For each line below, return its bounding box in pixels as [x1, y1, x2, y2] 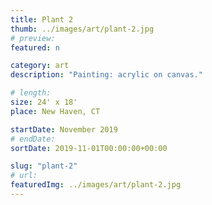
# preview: [10, 33, 56, 43]
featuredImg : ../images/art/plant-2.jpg [10, 180, 182, 190]
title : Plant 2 [10, 14, 74, 25]
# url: [10, 171, 38, 181]
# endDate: [10, 134, 56, 144]
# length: [10, 88, 52, 98]
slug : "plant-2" [10, 161, 78, 171]
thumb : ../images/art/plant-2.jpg [10, 24, 155, 34]
